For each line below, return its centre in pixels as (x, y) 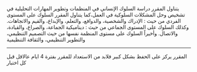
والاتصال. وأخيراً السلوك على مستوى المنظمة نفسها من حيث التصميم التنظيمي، (92, 33)
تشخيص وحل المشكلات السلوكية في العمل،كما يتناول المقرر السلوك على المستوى (96, 15)
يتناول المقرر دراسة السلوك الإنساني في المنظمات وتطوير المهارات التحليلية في (93, 8)
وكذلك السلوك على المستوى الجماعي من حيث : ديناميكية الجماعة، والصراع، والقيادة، (98, 27)
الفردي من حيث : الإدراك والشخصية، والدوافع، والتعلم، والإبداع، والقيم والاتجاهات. (94, 21)
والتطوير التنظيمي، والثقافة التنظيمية (46, 40)
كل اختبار (17, 63)
